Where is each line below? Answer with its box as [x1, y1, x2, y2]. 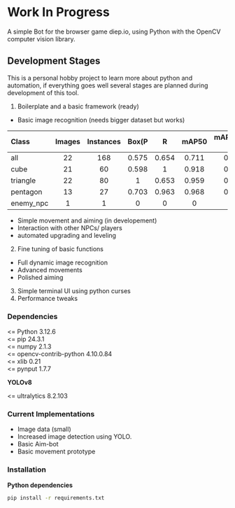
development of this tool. [7, 88, 79, 97]
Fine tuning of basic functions [17, 244, 104, 253]
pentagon [10, 187, 43, 197]
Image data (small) [17, 425, 71, 434]
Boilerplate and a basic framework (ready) [17, 102, 139, 111]
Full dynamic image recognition [17, 258, 108, 267]
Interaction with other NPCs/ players [17, 223, 122, 232]
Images [55, 136, 80, 146]
